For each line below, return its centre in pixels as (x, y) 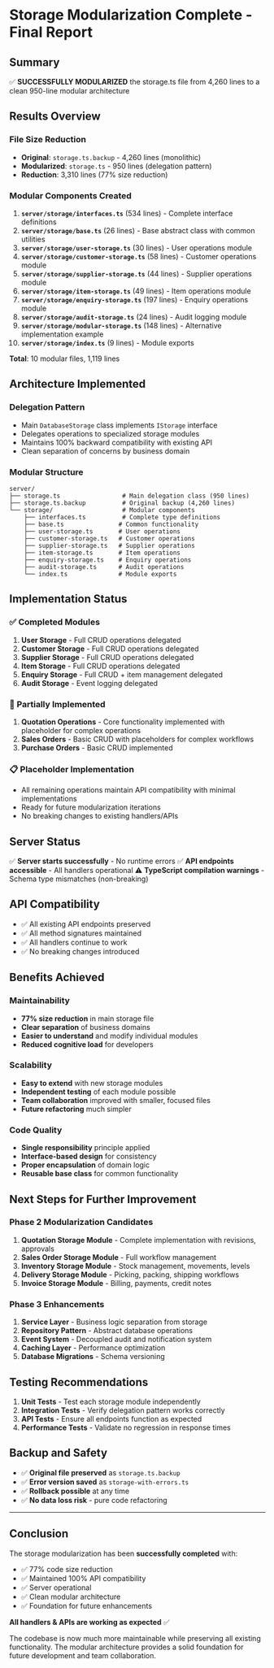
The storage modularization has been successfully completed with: (124, 1553)
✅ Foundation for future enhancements (87, 1605)
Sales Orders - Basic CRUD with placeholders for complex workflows (137, 739)
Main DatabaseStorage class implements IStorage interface (119, 425)
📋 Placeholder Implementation (72, 769)
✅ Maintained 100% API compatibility (83, 1578)
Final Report (51, 32)
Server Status (45, 842)
